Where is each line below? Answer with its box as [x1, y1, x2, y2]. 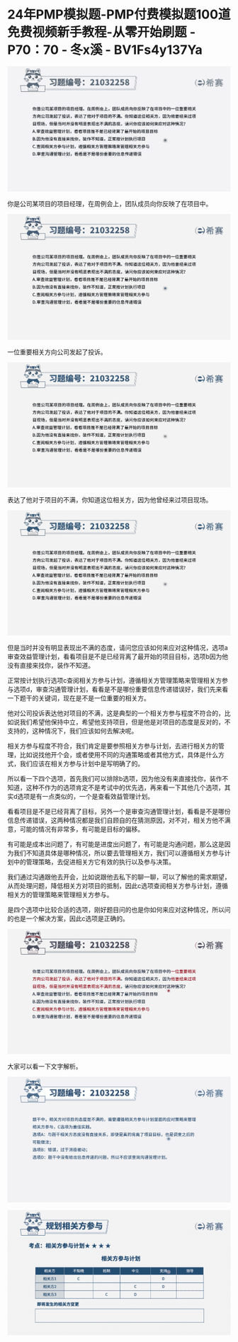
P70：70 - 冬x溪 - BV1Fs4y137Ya [7, 42, 203, 58]
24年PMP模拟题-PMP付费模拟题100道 [7, 6, 231, 23]
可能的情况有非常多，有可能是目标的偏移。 [19, 825, 144, 834]
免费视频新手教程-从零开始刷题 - [7, 24, 196, 40]
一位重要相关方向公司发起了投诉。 [7, 348, 107, 356]
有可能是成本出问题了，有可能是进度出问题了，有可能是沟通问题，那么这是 [7, 840, 225, 848]
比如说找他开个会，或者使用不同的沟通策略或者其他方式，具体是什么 [19, 751, 218, 759]
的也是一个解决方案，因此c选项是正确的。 [7, 914, 129, 923]
